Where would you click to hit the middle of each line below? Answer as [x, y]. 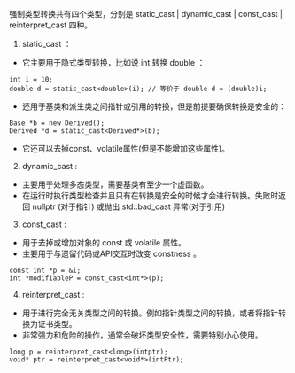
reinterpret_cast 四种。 [51, 25]
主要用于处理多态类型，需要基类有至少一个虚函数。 [115, 184]
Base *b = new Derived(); [57, 123]
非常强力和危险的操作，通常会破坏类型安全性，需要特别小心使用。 [142, 335]
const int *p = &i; [45, 270]
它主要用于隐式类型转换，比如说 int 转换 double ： [113, 62]
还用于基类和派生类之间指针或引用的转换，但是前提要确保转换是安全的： [154, 106]
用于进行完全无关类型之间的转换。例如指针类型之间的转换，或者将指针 [150, 313]
